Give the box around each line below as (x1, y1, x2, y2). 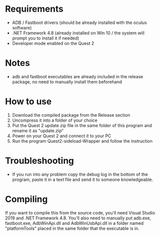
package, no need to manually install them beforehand (12, 79, 122, 85)
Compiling (5, 193, 48, 205)
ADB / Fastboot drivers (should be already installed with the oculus (12, 20, 147, 25)
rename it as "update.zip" (12, 128, 64, 133)
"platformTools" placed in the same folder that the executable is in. (5, 225, 139, 231)
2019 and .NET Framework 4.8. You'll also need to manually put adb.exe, (5, 215, 151, 221)
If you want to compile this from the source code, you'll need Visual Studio (5, 210, 156, 215)
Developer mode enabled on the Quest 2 (12, 40, 94, 46)
